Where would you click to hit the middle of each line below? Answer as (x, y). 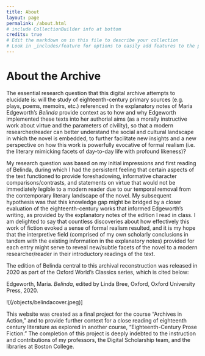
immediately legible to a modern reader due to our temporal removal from (99, 189)
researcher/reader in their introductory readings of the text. (81, 254)
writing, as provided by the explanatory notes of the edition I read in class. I (101, 215)
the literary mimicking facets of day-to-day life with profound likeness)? (96, 151)
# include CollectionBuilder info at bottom (64, 29)
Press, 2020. (22, 290)
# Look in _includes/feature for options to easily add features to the (101, 46)
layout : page (23, 18)
